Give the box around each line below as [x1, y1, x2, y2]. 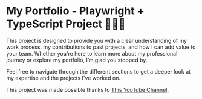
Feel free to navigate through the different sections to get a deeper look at [6, 68, 191, 75]
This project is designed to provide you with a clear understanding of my [6, 37, 187, 44]
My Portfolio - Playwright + [6, 4, 145, 18]
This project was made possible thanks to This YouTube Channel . [6, 86, 169, 93]
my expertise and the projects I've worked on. [6, 74, 121, 81]
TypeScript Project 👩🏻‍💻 [6, 17, 126, 31]
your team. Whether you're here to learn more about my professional [6, 49, 178, 57]
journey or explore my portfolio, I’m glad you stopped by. [6, 56, 148, 63]
